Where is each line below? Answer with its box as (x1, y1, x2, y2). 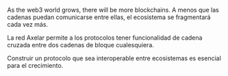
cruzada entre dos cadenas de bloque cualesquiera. (7, 41, 154, 49)
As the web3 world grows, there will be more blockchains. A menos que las (7, 6, 219, 14)
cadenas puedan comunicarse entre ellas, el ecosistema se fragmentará (7, 13, 211, 21)
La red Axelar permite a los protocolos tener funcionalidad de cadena (7, 34, 203, 42)
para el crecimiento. (7, 62, 64, 69)
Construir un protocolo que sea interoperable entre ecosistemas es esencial (7, 54, 221, 62)
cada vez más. (7, 21, 49, 28)
